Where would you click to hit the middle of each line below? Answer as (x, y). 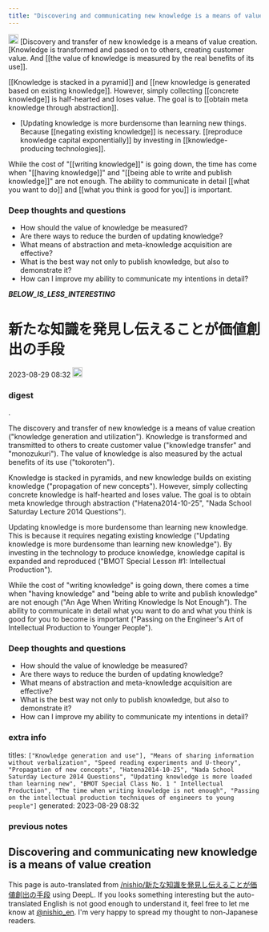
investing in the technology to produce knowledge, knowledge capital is (127, 553)
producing (37, 149)
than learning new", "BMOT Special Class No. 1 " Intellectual (116, 784)
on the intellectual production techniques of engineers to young (121, 798)
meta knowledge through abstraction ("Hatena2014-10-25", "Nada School (130, 503)
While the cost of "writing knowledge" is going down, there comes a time (129, 586)
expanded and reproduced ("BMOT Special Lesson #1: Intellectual (117, 562)
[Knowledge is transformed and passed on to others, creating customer (126, 50)
